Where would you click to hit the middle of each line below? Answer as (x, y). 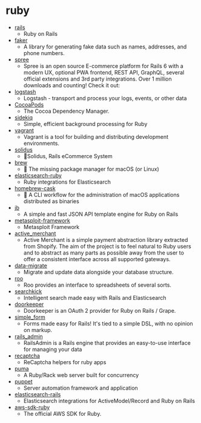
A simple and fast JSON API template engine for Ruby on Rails (101, 214)
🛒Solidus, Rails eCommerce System (68, 156)
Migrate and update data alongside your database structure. (98, 272)
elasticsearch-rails (38, 394)
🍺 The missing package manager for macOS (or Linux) (91, 169)
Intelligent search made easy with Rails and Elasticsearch (95, 298)
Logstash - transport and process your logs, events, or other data (105, 98)
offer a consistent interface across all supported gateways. (97, 259)
